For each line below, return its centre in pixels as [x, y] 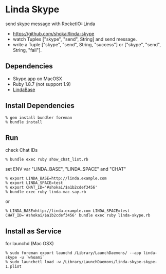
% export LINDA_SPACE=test [34, 183]
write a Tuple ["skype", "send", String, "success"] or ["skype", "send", [87, 44]
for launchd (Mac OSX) [30, 244]
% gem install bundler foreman [39, 117]
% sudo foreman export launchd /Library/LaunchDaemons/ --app [73, 253]
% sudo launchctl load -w [33, 262]
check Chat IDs [22, 150]
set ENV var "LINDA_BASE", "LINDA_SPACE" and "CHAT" [66, 169]
